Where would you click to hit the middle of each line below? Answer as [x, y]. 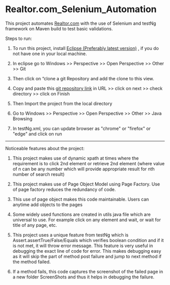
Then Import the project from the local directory [62, 103]
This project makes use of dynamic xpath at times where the [76, 158]
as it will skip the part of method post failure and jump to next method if [87, 256]
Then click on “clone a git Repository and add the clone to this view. [83, 78]
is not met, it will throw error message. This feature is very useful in [83, 246]
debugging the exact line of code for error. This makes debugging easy [87, 251]
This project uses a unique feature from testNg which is [71, 235]
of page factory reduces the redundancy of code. [64, 189]
